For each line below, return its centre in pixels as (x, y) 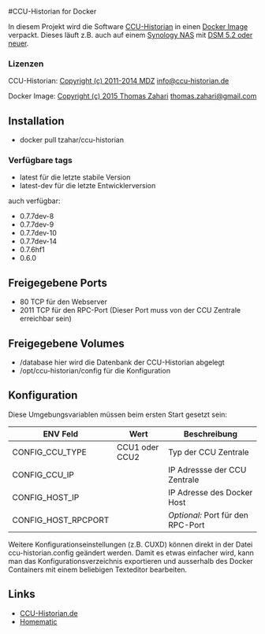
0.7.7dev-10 (38, 233)
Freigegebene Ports (58, 283)
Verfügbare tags (40, 161)
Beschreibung (211, 434)
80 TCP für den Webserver (63, 302)
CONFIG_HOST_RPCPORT (61, 520)
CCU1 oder (138, 447)
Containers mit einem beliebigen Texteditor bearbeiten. (98, 569)
